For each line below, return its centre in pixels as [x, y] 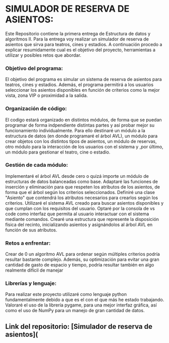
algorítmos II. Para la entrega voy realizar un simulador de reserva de [77, 39]
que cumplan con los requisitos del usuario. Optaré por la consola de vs [80, 208]
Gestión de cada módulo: [37, 165]
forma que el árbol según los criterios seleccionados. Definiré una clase [80, 192]
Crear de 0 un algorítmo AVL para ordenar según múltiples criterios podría [83, 254]
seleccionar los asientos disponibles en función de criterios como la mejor [83, 90]
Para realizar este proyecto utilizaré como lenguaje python [66, 294]
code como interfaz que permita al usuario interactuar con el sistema [77, 214]
